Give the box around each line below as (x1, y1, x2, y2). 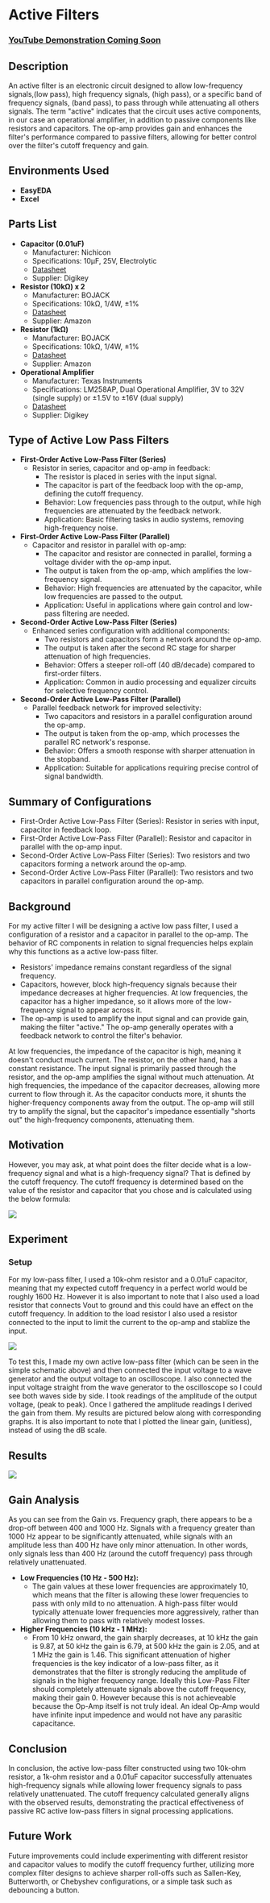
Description (8, 59, 69, 73)
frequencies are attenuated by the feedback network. (44, 506, 222, 516)
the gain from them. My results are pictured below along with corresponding (8, 1408, 262, 1418)
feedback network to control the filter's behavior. (19, 1030, 183, 1041)
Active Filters (8, 6, 99, 24)
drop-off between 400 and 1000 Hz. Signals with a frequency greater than (8, 1523, 255, 1533)
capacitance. (31, 1718, 76, 1728)
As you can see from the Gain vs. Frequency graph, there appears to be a (8, 1515, 252, 1524)
